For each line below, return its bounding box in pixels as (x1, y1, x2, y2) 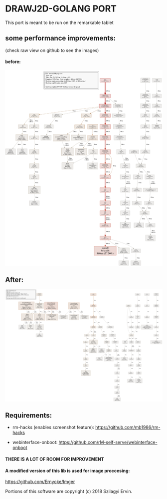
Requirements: (5, 411, 52, 420)
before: (5, 58, 21, 65)
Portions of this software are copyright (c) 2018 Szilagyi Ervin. (5, 488, 133, 494)
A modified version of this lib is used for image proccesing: (5, 467, 130, 473)
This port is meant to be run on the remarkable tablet (5, 19, 114, 25)
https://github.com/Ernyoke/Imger (5, 478, 75, 485)
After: (5, 275, 24, 284)
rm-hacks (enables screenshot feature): (12, 424, 95, 430)
